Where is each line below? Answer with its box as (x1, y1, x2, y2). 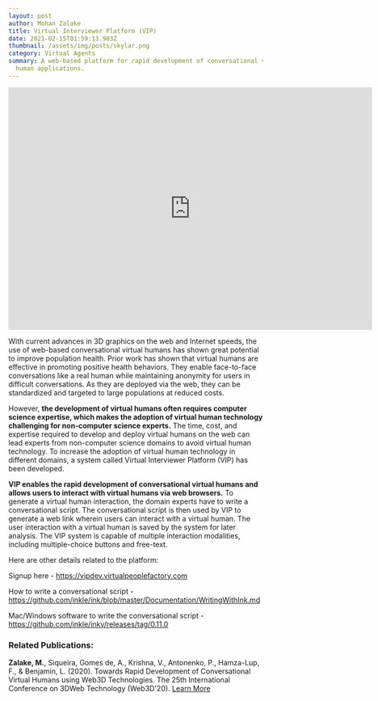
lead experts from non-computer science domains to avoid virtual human (8, 437, 252, 447)
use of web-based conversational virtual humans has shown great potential (8, 344, 260, 354)
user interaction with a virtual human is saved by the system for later (8, 522, 237, 532)
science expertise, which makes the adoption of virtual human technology (8, 412, 263, 421)
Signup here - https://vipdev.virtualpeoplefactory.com (8, 571, 188, 581)
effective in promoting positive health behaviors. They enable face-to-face (8, 361, 257, 372)
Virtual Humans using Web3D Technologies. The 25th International (8, 675, 230, 685)
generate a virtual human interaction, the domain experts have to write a (8, 496, 249, 506)
